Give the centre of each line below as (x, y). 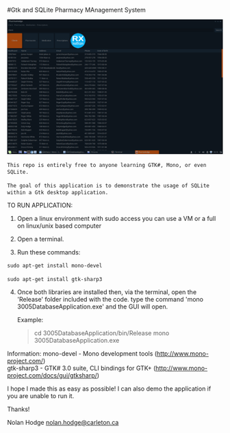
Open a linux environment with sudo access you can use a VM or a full (116, 219)
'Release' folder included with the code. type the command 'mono (110, 299)
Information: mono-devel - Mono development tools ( (82, 354)
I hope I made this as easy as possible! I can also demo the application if (109, 389)
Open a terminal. (40, 239)
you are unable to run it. (41, 396)
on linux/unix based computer (59, 226)
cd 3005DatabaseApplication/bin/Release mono (102, 333)
